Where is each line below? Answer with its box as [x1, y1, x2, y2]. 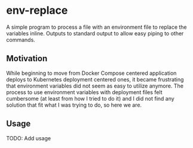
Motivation [6, 53, 48, 64]
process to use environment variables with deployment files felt [6, 88, 163, 96]
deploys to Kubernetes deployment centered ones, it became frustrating [6, 75, 184, 83]
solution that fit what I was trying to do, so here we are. [6, 101, 142, 108]
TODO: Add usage [6, 134, 51, 141]
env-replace [6, 4, 68, 17]
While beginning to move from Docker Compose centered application [6, 70, 177, 77]
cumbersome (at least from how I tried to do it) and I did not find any [6, 95, 174, 102]
